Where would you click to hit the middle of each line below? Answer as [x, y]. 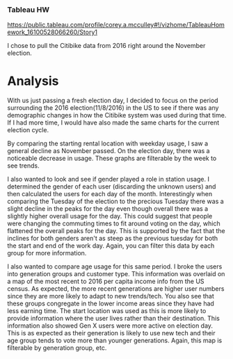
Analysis [33, 81]
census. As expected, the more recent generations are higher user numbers [116, 289]
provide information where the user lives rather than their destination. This [114, 319]
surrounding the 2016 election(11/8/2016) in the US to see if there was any [113, 108]
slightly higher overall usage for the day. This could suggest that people [110, 216]
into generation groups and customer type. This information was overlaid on [116, 274]
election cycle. [28, 130]
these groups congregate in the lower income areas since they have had [111, 303]
